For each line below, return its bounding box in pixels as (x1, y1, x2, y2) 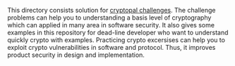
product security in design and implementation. (7, 51, 145, 59)
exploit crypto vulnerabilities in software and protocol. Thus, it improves (7, 44, 216, 51)
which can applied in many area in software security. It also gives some (7, 21, 215, 29)
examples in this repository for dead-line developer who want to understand (7, 28, 229, 37)
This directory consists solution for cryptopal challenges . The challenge (7, 6, 216, 14)
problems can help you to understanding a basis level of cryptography (7, 13, 212, 22)
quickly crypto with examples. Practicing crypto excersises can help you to (7, 36, 226, 44)
